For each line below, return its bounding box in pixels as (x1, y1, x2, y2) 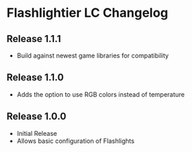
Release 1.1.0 (6, 71, 64, 83)
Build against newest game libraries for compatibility (16, 51, 169, 60)
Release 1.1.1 (6, 33, 61, 45)
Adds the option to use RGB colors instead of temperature (16, 90, 185, 99)
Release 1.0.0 (6, 111, 67, 123)
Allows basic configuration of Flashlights (16, 137, 135, 145)
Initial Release (16, 129, 58, 137)
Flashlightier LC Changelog (6, 5, 169, 21)
